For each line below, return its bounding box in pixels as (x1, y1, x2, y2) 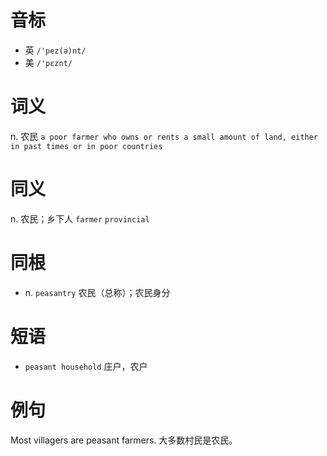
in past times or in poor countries (10, 141, 163, 151)
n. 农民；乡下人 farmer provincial (10, 212, 150, 225)
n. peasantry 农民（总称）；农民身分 (24, 286, 171, 298)
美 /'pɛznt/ (24, 56, 73, 68)
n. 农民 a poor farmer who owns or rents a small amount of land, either (10, 130, 319, 142)
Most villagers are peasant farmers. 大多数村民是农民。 (10, 434, 238, 446)
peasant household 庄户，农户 (24, 360, 148, 372)
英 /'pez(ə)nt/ (24, 44, 87, 56)
